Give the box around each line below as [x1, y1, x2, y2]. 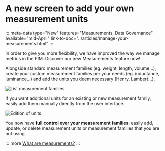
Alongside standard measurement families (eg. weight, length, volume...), [5, 65, 156, 71]
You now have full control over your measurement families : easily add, [5, 120, 154, 126]
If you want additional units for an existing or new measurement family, [5, 95, 151, 101]
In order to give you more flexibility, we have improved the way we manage [5, 50, 160, 56]
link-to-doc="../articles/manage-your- [50, 35, 129, 41]
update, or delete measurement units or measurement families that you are [5, 125, 159, 131]
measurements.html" [5, 40, 49, 46]
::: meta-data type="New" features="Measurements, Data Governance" [5, 30, 153, 36]
